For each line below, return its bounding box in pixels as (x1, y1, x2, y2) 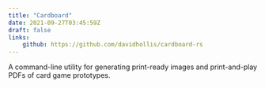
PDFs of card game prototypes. (8, 71, 111, 80)
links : (8, 33, 30, 42)
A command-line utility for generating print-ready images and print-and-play (8, 62, 258, 71)
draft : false (8, 26, 51, 34)
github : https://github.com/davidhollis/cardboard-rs (22, 41, 203, 49)
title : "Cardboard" (8, 11, 73, 20)
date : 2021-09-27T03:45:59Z (8, 19, 101, 27)
